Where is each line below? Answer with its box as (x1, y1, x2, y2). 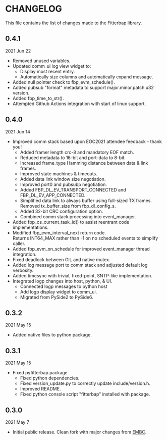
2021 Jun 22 (5, 47, 31, 54)
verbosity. (12, 267, 34, 273)
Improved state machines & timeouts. (20, 170, 97, 177)
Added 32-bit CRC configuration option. (20, 208, 103, 214)
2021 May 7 (5, 419, 29, 425)
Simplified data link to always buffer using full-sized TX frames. (20, 198, 152, 204)
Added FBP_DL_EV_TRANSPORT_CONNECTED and (20, 186, 126, 192)
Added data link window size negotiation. (20, 176, 106, 182)
